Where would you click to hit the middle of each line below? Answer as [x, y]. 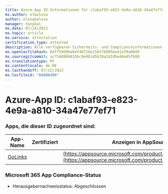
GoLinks [17, 157]
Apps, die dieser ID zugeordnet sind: [50, 126]
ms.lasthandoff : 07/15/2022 [34, 71]
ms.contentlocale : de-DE [31, 66]
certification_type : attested [37, 43]
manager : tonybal [23, 24]
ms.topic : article [24, 33]
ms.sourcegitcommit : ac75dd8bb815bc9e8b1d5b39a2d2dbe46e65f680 [72, 56]
